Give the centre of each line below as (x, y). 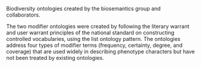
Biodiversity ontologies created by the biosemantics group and (83, 9)
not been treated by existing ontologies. (55, 58)
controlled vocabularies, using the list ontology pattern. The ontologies (93, 39)
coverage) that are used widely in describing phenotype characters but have (100, 52)
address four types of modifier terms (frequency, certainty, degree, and (95, 45)
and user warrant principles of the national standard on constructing (90, 33)
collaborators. (23, 15)
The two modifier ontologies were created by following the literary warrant (98, 26)
